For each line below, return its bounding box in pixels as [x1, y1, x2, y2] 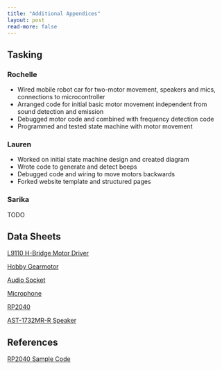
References [7, 336, 58, 348]
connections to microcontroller [17, 93, 105, 101]
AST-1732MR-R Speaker [7, 317, 77, 325]
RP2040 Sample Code [7, 355, 71, 363]
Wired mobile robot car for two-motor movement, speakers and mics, [17, 85, 216, 94]
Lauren [7, 140, 32, 149]
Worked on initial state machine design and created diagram [17, 155, 189, 164]
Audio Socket [7, 276, 46, 285]
